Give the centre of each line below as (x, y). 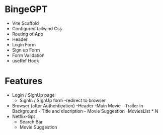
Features (24, 81)
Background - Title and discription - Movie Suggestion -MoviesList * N (85, 111)
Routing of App (28, 34)
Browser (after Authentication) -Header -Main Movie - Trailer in (77, 106)
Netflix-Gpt (24, 116)
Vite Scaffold (25, 23)
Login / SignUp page (33, 95)
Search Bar (31, 121)
